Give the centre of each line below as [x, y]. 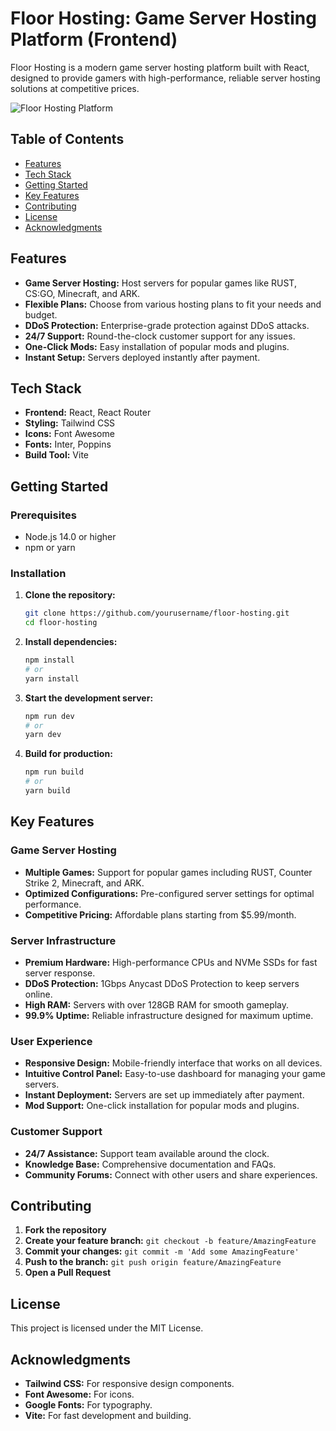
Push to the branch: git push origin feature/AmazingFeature [153, 1262]
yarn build [47, 791]
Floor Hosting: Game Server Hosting [163, 18]
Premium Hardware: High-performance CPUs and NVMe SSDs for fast [171, 962]
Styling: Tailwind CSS [70, 423]
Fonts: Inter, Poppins [68, 444]
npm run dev [49, 716]
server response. [60, 973]
